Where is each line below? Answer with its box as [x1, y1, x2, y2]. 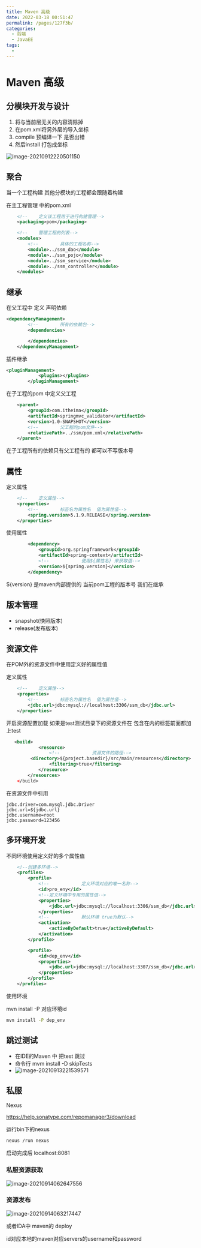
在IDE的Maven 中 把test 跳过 [14, 1052, 86, 1060]
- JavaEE [11, 37, 33, 43]
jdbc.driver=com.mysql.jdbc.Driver [6, 802, 95, 808]
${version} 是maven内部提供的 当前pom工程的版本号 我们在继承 [6, 580, 164, 588]
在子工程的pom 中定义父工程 [6, 390, 77, 397]
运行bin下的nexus [6, 1126, 50, 1133]
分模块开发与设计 [6, 101, 69, 112]
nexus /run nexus [6, 1138, 50, 1144]
